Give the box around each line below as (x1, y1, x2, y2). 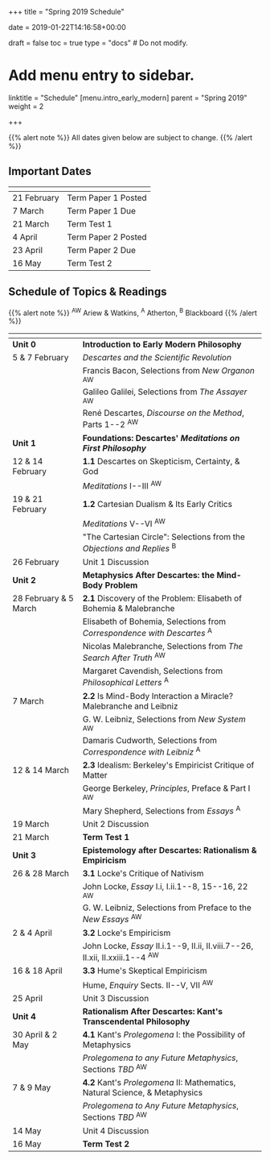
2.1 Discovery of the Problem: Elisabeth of (82, 592, 243, 604)
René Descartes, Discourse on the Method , (82, 407, 245, 418)
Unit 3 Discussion (82, 993, 149, 1004)
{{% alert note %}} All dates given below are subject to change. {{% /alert (8, 132, 253, 142)
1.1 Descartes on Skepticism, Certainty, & (82, 455, 240, 467)
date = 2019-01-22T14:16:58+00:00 (8, 23, 126, 31)
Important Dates (8, 164, 92, 178)
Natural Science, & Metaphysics (82, 1087, 203, 1099)
